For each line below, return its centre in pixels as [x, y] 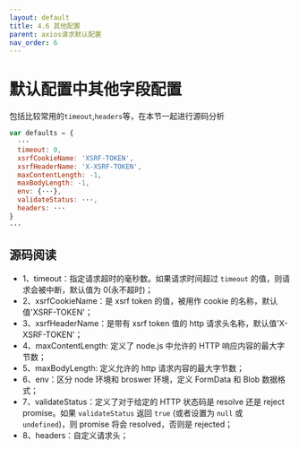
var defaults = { [42, 134]
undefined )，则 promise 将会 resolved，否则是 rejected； [128, 424]
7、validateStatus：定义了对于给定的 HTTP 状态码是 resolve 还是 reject [153, 402]
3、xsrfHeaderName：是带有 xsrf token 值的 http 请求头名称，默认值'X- [155, 323]
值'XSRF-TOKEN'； [57, 312]
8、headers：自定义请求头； [75, 435]
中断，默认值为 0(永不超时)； [100, 289]
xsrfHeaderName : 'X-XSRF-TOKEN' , [80, 167]
